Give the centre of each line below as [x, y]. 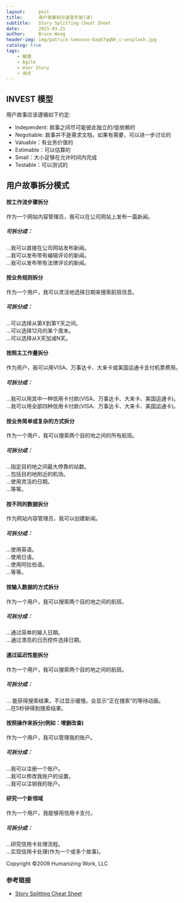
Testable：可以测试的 [41, 165]
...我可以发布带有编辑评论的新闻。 [48, 255]
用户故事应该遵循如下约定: [39, 115]
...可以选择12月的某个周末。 [40, 330]
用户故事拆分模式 [38, 186]
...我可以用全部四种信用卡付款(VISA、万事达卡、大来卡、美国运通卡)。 [93, 406]
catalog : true [24, 46]
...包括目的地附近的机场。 [37, 474]
